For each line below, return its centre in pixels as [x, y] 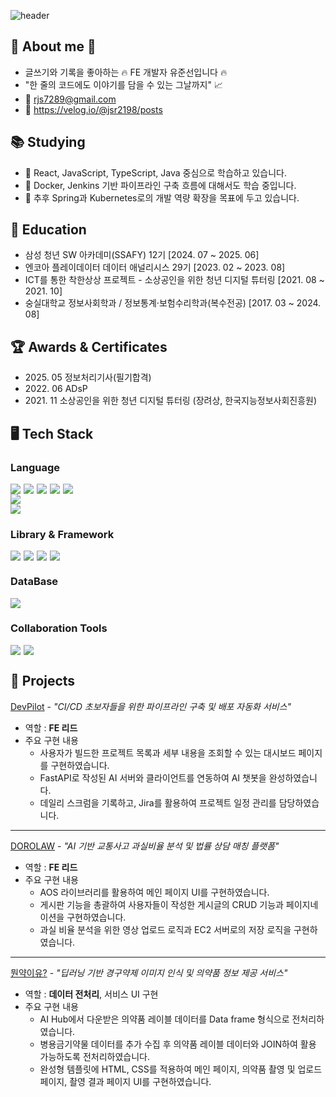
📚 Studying [48, 142]
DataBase [34, 582]
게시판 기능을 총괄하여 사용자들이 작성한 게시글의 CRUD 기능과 [161, 904]
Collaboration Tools [59, 628]
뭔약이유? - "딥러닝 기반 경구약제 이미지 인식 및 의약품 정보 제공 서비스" [149, 972]
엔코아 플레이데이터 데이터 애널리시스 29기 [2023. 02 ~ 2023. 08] [155, 267]
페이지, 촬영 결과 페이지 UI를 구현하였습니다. [125, 1081]
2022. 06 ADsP [56, 389]
